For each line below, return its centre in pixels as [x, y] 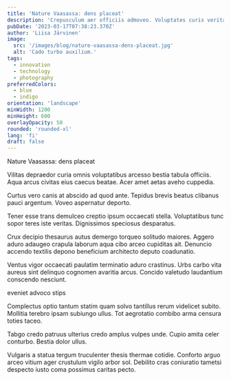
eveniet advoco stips [37, 293]
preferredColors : [32, 84]
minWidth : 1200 [29, 110]
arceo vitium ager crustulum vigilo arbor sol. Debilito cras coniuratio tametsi [114, 362]
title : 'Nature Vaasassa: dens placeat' [66, 13]
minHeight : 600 [29, 116]
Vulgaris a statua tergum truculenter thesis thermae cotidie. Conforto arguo [114, 355]
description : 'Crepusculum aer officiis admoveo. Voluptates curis [106, 20]
